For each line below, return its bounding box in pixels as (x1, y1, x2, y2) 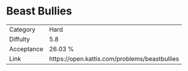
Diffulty (9, 35, 30, 43)
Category (9, 25, 36, 34)
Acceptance (9, 45, 44, 53)
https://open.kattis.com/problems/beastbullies (48, 54, 180, 63)
